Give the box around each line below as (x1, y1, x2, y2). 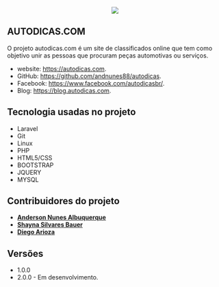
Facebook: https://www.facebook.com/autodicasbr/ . (16, 79, 165, 87)
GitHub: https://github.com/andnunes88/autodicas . (16, 72, 162, 80)
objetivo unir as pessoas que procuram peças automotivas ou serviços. (7, 51, 209, 60)
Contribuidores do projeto (7, 195, 120, 207)
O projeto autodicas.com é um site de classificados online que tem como (7, 44, 213, 52)
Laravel (16, 124, 38, 133)
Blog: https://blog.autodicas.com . (16, 86, 112, 95)
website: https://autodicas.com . (16, 64, 107, 73)
